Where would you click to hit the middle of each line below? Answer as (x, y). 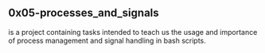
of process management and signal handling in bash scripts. (107, 40)
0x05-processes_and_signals (84, 13)
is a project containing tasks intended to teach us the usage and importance (133, 32)
